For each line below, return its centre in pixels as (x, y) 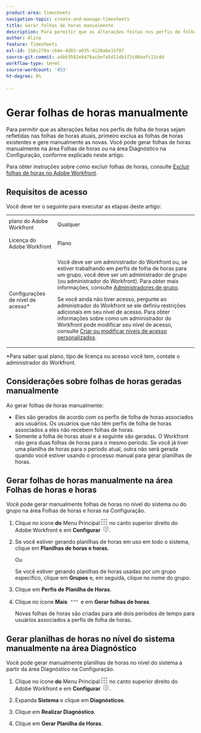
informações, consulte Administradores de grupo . (118, 288)
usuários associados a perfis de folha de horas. (73, 620)
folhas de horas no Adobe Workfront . (52, 173)
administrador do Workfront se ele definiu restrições (121, 306)
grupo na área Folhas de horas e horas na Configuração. (76, 511)
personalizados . (77, 338)
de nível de (22, 300)
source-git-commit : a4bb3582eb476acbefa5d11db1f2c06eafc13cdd (85, 57)
